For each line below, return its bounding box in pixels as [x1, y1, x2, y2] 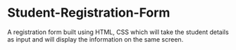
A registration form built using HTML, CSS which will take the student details [7, 28, 229, 36]
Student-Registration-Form [7, 5, 170, 21]
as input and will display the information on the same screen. [7, 35, 184, 43]
